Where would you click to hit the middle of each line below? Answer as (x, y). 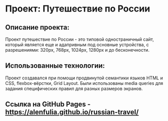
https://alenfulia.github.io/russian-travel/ (72, 112)
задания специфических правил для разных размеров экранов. (74, 88)
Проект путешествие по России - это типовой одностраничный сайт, (80, 39)
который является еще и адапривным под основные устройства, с (77, 45)
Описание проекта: (37, 27)
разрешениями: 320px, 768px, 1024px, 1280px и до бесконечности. (77, 50)
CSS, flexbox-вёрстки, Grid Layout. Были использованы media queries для (84, 83)
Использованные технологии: (55, 66)
